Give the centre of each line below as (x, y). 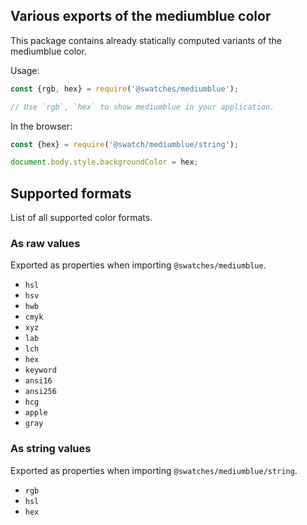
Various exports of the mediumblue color (141, 16)
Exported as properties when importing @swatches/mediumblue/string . (154, 470)
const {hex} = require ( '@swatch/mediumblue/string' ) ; (125, 144)
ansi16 (38, 381)
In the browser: (41, 126)
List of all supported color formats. (81, 218)
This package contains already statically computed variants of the (146, 40)
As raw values (45, 244)
